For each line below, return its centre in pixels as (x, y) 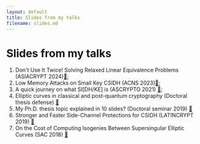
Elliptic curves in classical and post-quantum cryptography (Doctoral (101, 96)
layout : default (27, 12)
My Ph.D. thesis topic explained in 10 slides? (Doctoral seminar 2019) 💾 (104, 109)
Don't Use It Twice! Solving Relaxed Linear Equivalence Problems (97, 70)
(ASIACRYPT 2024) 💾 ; (42, 77)
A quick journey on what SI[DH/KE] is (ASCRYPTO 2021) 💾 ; (89, 89)
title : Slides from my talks (43, 18)
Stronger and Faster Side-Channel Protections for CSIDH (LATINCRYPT (104, 115)
